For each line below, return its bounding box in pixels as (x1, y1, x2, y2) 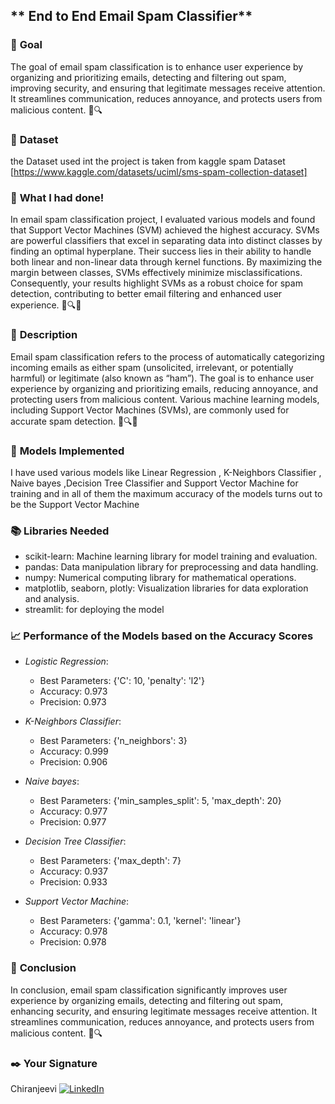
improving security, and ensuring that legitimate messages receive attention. (10, 82, 326, 94)
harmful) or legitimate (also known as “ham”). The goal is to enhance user (10, 372, 315, 384)
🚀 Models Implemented (10, 444, 125, 458)
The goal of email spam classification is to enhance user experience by (10, 60, 304, 73)
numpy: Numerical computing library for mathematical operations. (24, 572, 297, 584)
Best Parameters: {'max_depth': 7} (39, 855, 182, 867)
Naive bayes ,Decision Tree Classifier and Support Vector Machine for (10, 477, 299, 489)
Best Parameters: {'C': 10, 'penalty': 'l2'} (39, 675, 205, 687)
